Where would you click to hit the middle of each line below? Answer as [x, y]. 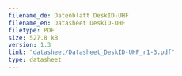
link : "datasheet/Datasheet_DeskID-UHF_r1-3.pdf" [92, 52]
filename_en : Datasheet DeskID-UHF [67, 23]
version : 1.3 [30, 45]
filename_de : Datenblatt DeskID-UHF [68, 15]
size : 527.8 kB [33, 38]
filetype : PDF [32, 30]
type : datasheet [35, 60]
